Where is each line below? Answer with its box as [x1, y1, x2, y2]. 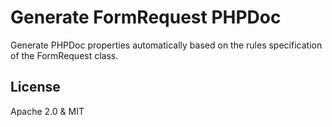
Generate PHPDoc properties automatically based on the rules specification [10, 39, 323, 51]
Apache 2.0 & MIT [10, 105, 85, 117]
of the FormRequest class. [10, 49, 119, 61]
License [10, 79, 61, 96]
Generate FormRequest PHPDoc [10, 6, 282, 29]
